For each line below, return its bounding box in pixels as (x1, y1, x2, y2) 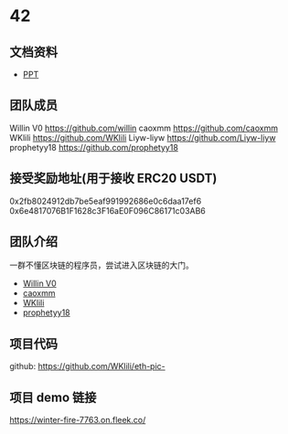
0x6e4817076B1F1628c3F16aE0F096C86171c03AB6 (9, 205, 206, 216)
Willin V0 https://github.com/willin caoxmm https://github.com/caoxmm (9, 122, 279, 133)
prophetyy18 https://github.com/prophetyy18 (9, 142, 178, 153)
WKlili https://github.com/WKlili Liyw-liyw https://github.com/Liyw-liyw (9, 132, 276, 143)
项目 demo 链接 (9, 389, 97, 405)
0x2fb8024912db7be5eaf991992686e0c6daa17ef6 (9, 196, 202, 206)
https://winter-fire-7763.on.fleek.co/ (9, 415, 146, 426)
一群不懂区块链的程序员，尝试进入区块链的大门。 (9, 259, 194, 270)
